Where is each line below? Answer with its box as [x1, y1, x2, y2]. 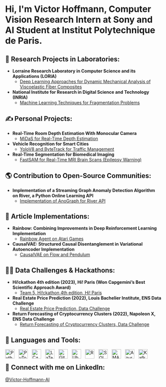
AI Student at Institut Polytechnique [5, 25, 156, 36]
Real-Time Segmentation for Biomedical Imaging [12, 151, 115, 157]
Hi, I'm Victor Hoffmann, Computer [5, 3, 151, 15]
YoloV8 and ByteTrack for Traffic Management [19, 146, 114, 152]
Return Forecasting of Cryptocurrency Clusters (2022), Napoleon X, [12, 311, 156, 317]
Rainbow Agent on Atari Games [19, 236, 84, 242]
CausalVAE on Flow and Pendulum [19, 252, 90, 258]
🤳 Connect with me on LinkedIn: [5, 363, 105, 372]
